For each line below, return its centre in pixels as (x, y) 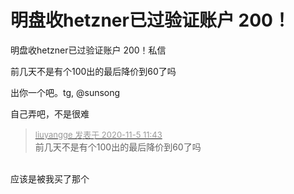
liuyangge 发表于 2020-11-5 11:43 (98, 134)
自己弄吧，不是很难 (50, 113)
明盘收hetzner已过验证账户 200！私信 (88, 50)
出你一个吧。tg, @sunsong (65, 92)
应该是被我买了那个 (50, 178)
